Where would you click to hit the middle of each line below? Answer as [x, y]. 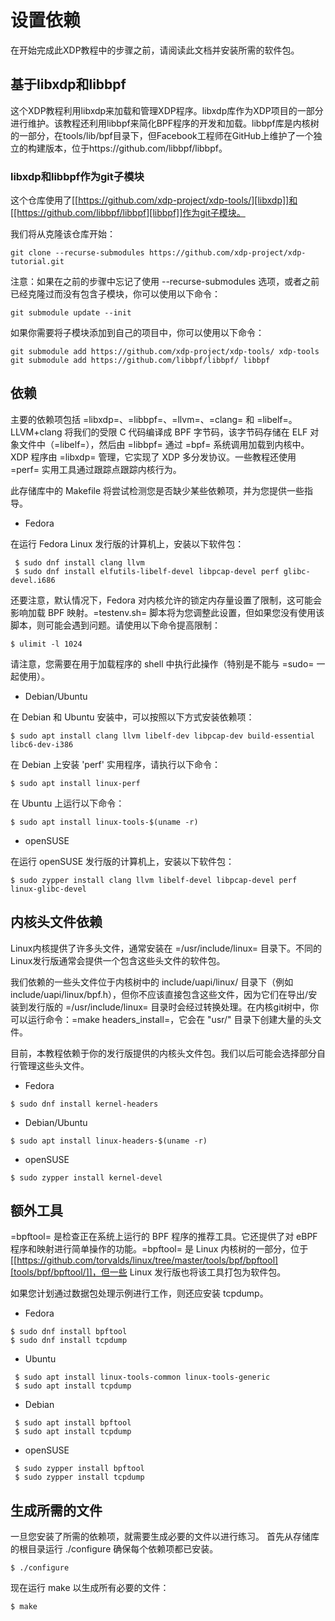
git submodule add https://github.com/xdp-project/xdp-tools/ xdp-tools [165, 352]
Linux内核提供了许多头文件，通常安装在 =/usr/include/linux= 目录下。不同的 [166, 948]
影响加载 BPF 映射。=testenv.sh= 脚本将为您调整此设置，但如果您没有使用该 [167, 612]
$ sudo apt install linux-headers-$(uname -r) [109, 1141]
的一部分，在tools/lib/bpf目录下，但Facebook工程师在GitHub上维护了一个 [162, 135]
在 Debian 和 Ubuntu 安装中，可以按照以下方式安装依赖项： [132, 717]
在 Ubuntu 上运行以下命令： [67, 803]
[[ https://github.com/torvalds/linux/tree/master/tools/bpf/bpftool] [144, 1260]
